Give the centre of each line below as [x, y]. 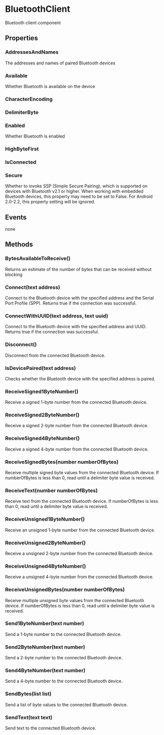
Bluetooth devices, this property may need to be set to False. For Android [79, 197]
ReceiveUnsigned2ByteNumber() [46, 543]
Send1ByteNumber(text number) [45, 623]
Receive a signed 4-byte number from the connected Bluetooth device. [77, 449]
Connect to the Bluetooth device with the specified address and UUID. [76, 327]
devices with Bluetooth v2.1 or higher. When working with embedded [74, 191]
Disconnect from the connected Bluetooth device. [55, 355]
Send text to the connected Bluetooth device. [51, 728]
